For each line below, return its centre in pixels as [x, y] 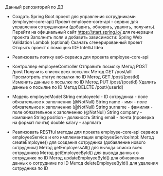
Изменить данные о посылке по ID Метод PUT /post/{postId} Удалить [84, 82]
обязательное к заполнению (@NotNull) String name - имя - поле [80, 102]
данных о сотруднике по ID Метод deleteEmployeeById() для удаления [85, 163]
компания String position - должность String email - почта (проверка [83, 117]
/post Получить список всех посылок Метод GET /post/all [72, 72]
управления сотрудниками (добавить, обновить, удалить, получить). [84, 27]
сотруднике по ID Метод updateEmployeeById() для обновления [78, 158]
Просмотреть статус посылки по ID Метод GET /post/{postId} [76, 77]
